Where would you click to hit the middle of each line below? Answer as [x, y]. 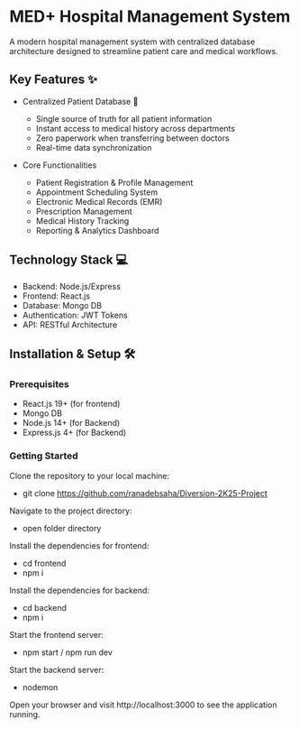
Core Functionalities [59, 165]
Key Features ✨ [53, 80]
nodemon [40, 687]
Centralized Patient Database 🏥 [80, 101]
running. [25, 714]
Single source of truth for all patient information [124, 118]
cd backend [45, 607]
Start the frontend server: [56, 634]
